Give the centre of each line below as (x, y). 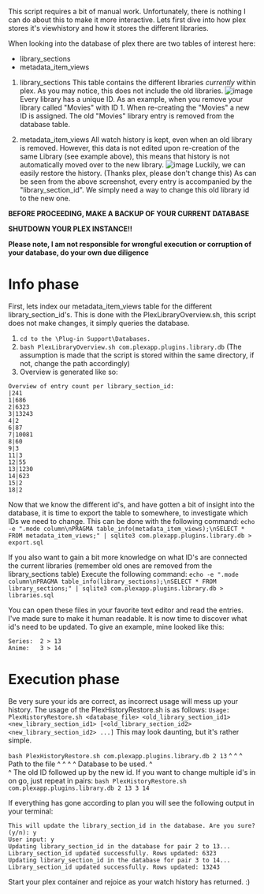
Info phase (44, 284)
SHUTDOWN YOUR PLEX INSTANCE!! (70, 229)
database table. (45, 124)
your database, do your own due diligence (79, 252)
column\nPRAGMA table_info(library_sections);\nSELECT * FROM (112, 582)
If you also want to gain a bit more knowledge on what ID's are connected (128, 557)
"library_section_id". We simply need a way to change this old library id (134, 190)
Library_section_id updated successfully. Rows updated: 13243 (114, 867)
